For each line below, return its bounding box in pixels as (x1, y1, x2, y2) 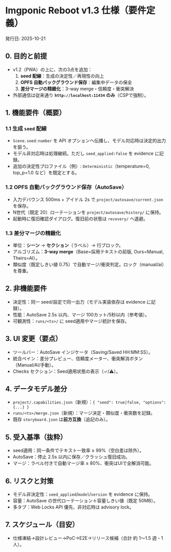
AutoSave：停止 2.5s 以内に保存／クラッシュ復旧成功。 (12, 454, 130, 460)
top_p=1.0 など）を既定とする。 (12, 169, 80, 176)
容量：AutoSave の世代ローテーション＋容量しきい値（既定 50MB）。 (12, 498, 158, 504)
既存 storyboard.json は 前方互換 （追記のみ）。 (12, 416, 111, 422)
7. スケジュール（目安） (5, 520, 79, 529)
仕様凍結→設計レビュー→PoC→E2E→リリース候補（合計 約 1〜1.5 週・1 (12, 535, 163, 541)
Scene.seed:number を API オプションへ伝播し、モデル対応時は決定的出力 (12, 138, 166, 144)
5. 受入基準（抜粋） (5, 433, 67, 441)
